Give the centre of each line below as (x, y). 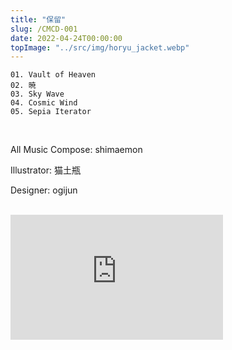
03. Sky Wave (37, 94)
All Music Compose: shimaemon (76, 150)
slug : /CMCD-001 (44, 29)
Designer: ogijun (44, 190)
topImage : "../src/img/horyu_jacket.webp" (100, 47)
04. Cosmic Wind (44, 103)
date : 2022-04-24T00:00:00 (66, 38)
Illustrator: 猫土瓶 (45, 170)
